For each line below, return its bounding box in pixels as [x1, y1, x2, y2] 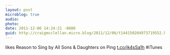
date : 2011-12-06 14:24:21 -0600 [5, 26, 76, 31]
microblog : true [5, 12, 39, 17]
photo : [5, 21, 19, 26]
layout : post [5, 7, 33, 12]
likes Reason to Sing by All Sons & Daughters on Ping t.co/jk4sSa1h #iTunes [5, 44, 163, 50]
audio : [5, 16, 19, 21]
